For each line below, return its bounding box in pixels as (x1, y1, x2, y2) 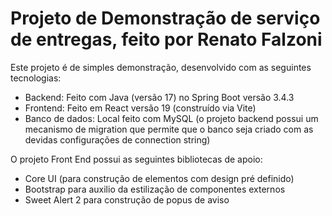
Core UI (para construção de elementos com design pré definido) (24, 172, 295, 184)
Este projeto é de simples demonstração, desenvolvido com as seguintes (10, 61, 312, 73)
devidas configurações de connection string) (24, 133, 211, 146)
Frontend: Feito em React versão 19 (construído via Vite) (24, 102, 257, 114)
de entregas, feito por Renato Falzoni (10, 28, 323, 51)
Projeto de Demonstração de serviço (10, 7, 321, 30)
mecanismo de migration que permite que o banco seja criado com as (24, 123, 314, 135)
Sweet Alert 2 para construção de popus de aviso (24, 193, 230, 206)
